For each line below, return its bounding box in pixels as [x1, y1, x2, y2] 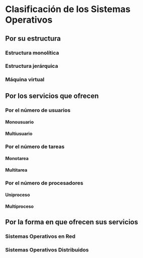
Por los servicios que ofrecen [5, 91, 99, 100]
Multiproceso [5, 203, 34, 209]
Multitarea [5, 167, 28, 173]
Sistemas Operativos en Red [5, 233, 76, 240]
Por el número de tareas [5, 143, 65, 150]
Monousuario [5, 119, 34, 125]
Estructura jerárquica [5, 63, 59, 70]
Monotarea [5, 156, 29, 162]
